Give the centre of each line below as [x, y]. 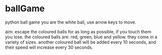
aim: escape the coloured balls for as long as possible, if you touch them [78, 31]
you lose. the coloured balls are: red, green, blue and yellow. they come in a [81, 37]
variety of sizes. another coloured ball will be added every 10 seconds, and [81, 42]
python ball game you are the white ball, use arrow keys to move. [71, 22]
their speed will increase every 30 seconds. [49, 47]
